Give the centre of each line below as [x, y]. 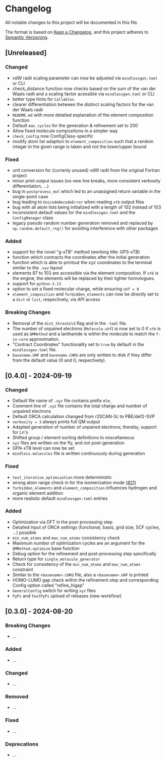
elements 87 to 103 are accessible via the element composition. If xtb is [85, 273]
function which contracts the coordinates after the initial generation [81, 257]
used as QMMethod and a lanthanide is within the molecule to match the [83, 334]
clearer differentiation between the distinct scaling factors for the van [83, 104]
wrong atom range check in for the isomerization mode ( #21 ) [74, 482]
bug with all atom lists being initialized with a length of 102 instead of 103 [87, 207]
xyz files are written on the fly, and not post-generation [68, 443]
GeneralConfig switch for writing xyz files [54, 590]
